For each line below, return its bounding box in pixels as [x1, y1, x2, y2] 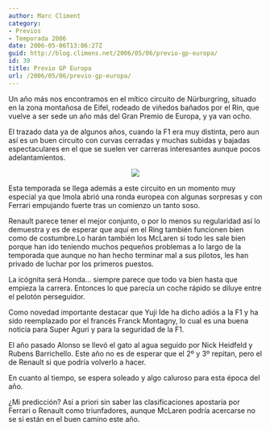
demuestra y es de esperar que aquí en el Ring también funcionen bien [8, 224, 244, 234]
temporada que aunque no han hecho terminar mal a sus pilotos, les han [8, 250, 249, 260]
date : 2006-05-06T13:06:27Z [8, 42, 103, 50]
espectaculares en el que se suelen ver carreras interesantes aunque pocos [8, 144, 260, 153]
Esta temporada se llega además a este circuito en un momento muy [8, 183, 236, 193]
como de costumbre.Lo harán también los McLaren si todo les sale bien [8, 233, 246, 243]
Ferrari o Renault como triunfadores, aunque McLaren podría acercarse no [8, 405, 256, 415]
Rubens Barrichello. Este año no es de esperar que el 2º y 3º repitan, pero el [8, 349, 263, 358]
